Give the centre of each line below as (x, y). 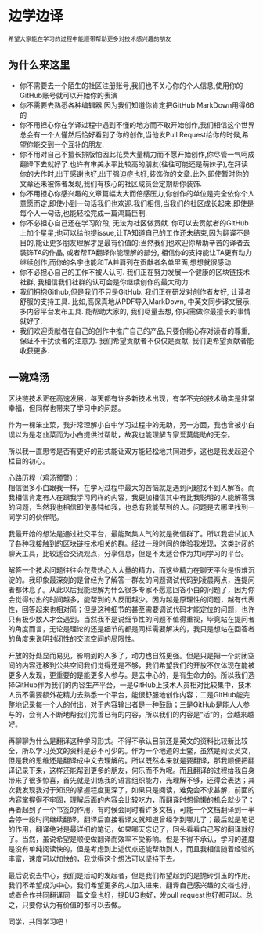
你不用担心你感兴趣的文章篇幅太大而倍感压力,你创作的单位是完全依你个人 (137, 193)
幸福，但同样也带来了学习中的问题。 (67, 408)
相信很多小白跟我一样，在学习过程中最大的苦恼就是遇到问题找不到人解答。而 (131, 487)
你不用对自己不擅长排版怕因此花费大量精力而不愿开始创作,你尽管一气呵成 (137, 154)
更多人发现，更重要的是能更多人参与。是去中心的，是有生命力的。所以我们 (128, 675)
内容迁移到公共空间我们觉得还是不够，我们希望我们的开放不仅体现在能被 (138, 665)
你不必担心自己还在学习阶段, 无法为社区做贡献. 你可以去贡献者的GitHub (134, 223)
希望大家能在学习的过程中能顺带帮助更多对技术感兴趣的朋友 (90, 39)
